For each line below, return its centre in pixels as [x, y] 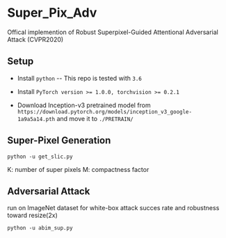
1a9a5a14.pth [36, 119]
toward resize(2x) [32, 215]
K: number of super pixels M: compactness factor [78, 169]
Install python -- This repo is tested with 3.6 [80, 78]
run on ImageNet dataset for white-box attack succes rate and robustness [113, 208]
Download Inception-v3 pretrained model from [84, 105]
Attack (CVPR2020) [35, 39]
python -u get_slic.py [40, 157]
